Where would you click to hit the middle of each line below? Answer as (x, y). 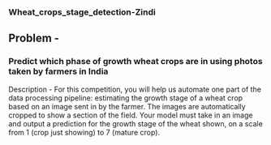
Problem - (34, 38)
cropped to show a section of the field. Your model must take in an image (131, 115)
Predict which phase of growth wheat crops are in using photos (135, 62)
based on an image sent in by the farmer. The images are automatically (127, 106)
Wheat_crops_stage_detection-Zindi (82, 12)
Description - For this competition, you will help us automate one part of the (135, 89)
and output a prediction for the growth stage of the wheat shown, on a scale (136, 123)
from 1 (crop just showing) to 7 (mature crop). (84, 132)
